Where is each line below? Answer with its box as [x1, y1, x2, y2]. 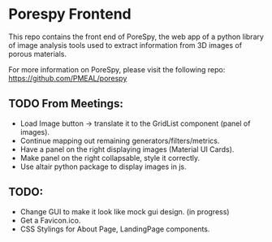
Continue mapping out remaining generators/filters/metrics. [19, 136, 220, 145]
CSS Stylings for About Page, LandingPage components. [19, 224, 210, 234]
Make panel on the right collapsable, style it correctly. [19, 153, 201, 162]
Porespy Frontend [8, 5, 132, 24]
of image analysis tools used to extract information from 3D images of [8, 40, 242, 50]
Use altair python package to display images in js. [19, 162, 187, 171]
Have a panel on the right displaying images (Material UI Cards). [19, 144, 235, 154]
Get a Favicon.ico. [19, 215, 81, 225]
